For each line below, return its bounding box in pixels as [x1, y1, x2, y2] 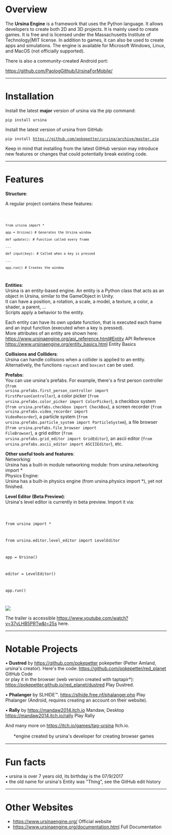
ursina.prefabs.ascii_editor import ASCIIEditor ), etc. [5, 440, 123, 447]
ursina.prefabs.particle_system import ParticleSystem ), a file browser [5, 419, 158, 425]
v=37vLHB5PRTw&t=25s [5, 620, 57, 627]
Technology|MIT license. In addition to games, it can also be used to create [5, 37, 164, 43]
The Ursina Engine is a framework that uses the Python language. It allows [5, 21, 163, 27]
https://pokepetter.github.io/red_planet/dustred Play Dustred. [5, 682, 134, 688]
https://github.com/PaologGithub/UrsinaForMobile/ [5, 68, 113, 74]
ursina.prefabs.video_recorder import [5, 409, 88, 414]
